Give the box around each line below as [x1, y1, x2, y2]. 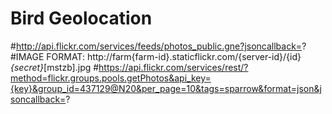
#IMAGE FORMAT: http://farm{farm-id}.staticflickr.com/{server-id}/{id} [10, 50, 302, 62]
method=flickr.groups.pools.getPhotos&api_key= [10, 72, 212, 84]
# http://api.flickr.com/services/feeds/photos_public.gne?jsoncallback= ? [10, 40, 307, 52]
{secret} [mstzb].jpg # [10, 61, 100, 73]
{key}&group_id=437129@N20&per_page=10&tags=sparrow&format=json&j [10, 82, 322, 94]
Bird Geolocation [10, 7, 153, 30]
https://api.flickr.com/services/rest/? [98, 61, 249, 73]
